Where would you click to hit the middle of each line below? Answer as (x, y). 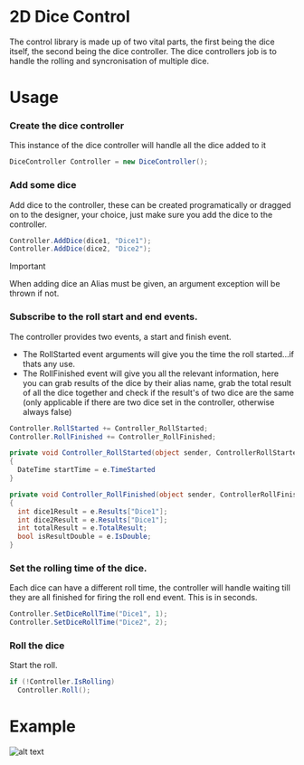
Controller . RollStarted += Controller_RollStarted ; (109, 428)
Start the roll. (33, 666)
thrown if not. (34, 293)
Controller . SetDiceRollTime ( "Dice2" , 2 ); (89, 623)
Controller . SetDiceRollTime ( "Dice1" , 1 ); (89, 614)
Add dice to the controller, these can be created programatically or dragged (150, 204)
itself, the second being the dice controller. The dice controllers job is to (143, 51)
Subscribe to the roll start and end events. (104, 316)
